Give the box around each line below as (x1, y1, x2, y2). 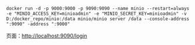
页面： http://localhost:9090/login (6, 33, 88, 39)
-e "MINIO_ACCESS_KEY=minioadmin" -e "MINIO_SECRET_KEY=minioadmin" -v (6, 11, 187, 17)
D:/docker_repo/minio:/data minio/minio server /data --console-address (6, 16, 190, 22)
